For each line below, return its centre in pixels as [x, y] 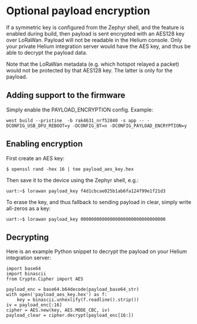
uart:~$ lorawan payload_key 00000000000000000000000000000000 [86, 219]
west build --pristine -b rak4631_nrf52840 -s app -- [75, 120]
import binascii [26, 274]
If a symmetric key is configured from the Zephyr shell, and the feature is [95, 27]
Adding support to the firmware [66, 95]
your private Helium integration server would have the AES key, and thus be [99, 46]
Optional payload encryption [78, 11]
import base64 [24, 269]
